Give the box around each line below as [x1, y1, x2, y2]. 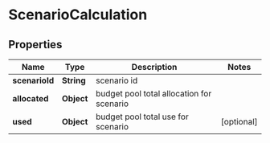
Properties [8, 38, 63, 51]
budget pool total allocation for [96, 88, 212, 99]
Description [131, 62, 178, 72]
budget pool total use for [96, 111, 189, 122]
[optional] [220, 116, 258, 127]
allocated [12, 93, 49, 104]
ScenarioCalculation [8, 6, 148, 24]
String [61, 75, 86, 86]
